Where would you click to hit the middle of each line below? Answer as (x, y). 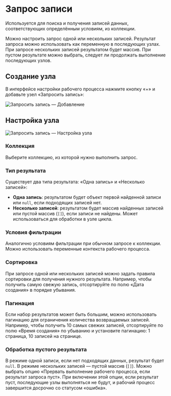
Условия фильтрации (33, 233)
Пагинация (20, 303)
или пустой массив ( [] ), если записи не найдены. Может (75, 214)
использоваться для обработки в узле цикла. (63, 219)
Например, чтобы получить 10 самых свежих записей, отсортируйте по (84, 325)
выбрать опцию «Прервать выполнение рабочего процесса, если (78, 372)
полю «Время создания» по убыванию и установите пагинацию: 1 (78, 331)
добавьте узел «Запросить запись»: (45, 94)
